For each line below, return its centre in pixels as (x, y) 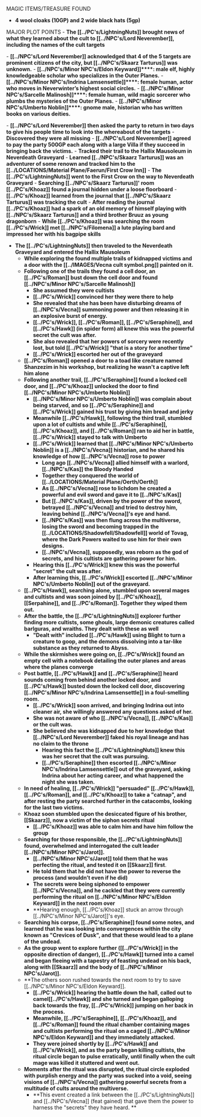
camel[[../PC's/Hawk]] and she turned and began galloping (108, 999)
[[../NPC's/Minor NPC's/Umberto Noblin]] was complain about (112, 399)
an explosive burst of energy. (70, 316)
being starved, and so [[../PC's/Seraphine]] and (93, 405)
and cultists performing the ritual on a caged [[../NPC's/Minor (111, 1031)
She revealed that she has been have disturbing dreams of (107, 303)
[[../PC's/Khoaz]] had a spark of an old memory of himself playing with (97, 208)
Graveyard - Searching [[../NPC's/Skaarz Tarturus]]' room (80, 183)
